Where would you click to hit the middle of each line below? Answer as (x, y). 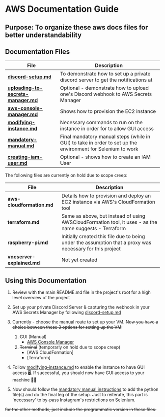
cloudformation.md (30, 205)
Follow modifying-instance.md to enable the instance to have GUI (78, 367)
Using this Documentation (46, 280)
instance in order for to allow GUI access (107, 129)
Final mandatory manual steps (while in (105, 137)
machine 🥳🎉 (24, 380)
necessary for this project (91, 249)
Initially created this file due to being (103, 237)
